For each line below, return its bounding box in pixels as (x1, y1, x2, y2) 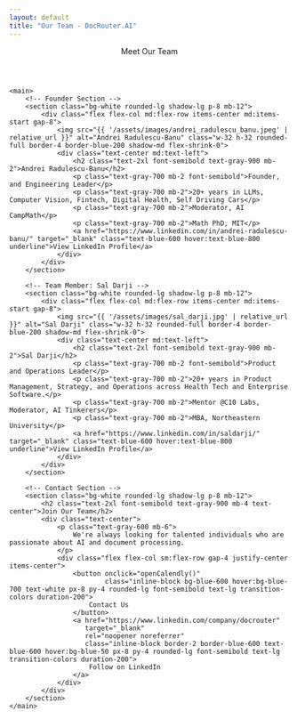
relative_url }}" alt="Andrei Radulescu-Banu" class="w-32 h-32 (9, 133, 253, 142)
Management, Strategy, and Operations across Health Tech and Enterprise (9, 382, 289, 392)
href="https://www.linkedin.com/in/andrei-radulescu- (84, 226, 289, 236)
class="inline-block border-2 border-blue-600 (84, 639, 261, 648)
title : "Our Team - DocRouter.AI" (9, 21, 138, 30)
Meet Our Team (120, 45, 179, 56)
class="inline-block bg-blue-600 (104, 577, 229, 586)
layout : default (9, 12, 69, 22)
